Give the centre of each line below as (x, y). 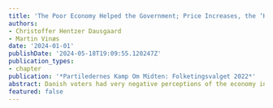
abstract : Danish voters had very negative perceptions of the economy (132, 84)
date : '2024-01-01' (41, 46)
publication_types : (41, 62)
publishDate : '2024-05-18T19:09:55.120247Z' (85, 54)
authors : (23, 24)
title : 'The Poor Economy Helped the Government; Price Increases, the (132, 16)
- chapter (25, 69)
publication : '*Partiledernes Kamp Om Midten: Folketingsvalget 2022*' (132, 76)
